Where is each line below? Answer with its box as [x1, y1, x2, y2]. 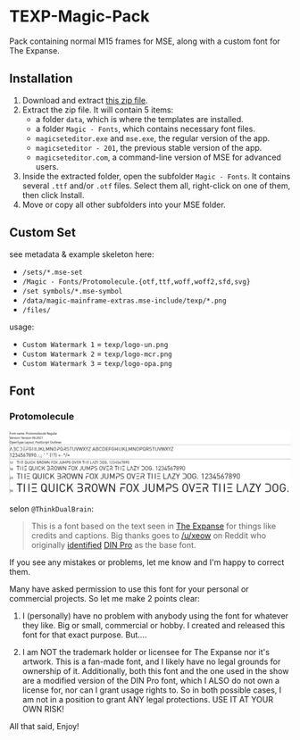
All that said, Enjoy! [9, 720, 79, 731]
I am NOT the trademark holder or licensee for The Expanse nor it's [21, 646, 271, 657]
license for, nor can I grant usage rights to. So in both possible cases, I [21, 685, 282, 695]
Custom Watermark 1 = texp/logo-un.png [21, 338, 169, 349]
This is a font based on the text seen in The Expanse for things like [30, 520, 277, 531]
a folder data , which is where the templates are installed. [35, 113, 244, 124]
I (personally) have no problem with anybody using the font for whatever [21, 610, 288, 621]
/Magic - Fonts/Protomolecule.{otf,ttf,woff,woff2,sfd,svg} [21, 277, 251, 287]
